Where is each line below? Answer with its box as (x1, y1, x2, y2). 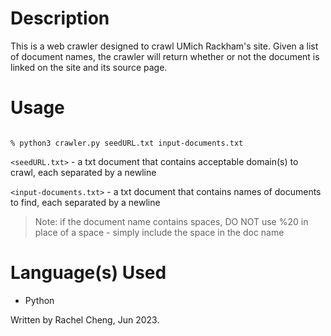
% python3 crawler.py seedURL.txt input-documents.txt (10, 138, 244, 148)
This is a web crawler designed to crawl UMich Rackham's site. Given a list (10, 40, 319, 52)
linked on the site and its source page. (10, 61, 168, 73)
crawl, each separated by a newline (10, 166, 157, 178)
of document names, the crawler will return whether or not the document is (10, 50, 320, 62)
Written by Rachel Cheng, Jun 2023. (10, 313, 160, 326)
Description (10, 7, 110, 30)
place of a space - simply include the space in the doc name (34, 226, 285, 238)
